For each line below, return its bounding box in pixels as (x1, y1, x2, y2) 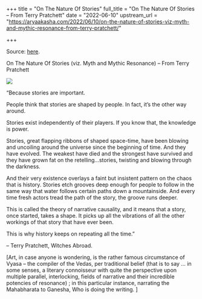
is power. (6, 125, 29, 133)
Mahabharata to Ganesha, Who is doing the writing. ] (6, 286, 138, 293)
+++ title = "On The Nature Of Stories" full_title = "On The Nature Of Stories (6, 5, 195, 12)
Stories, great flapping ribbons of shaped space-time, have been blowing (6, 137, 189, 144)
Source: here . (6, 48, 41, 55)
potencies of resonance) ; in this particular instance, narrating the (6, 280, 170, 286)
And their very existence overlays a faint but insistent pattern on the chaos (6, 175, 192, 182)
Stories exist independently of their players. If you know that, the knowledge (6, 119, 197, 126)
